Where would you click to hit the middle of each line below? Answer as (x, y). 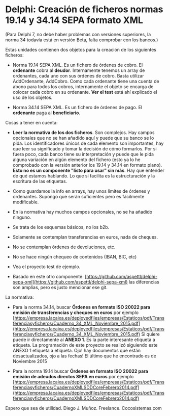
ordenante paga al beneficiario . (46, 113)
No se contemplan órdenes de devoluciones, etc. (64, 247)
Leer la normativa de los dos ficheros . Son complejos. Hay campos (83, 132)
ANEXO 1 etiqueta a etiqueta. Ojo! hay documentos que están (77, 350)
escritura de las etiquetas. (40, 181)
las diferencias (144, 282)
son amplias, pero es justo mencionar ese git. (60, 287)
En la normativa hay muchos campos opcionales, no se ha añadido (82, 212)
